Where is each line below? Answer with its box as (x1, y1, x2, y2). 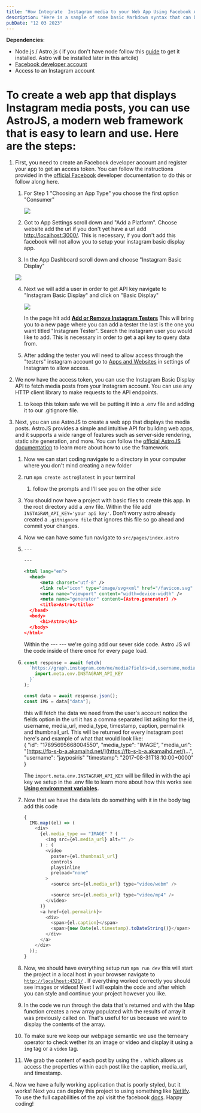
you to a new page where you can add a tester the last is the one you (23, 321, 194, 328)
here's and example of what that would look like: (23, 734, 144, 742)
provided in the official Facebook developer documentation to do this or (14, 172, 192, 179)
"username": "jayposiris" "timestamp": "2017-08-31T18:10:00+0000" (23, 754, 194, 761)
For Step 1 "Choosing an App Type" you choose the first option (23, 190, 179, 197)
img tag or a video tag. (23, 1045, 79, 1052)
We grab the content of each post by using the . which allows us (23, 1057, 184, 1064)
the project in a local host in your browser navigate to (23, 970, 156, 978)
